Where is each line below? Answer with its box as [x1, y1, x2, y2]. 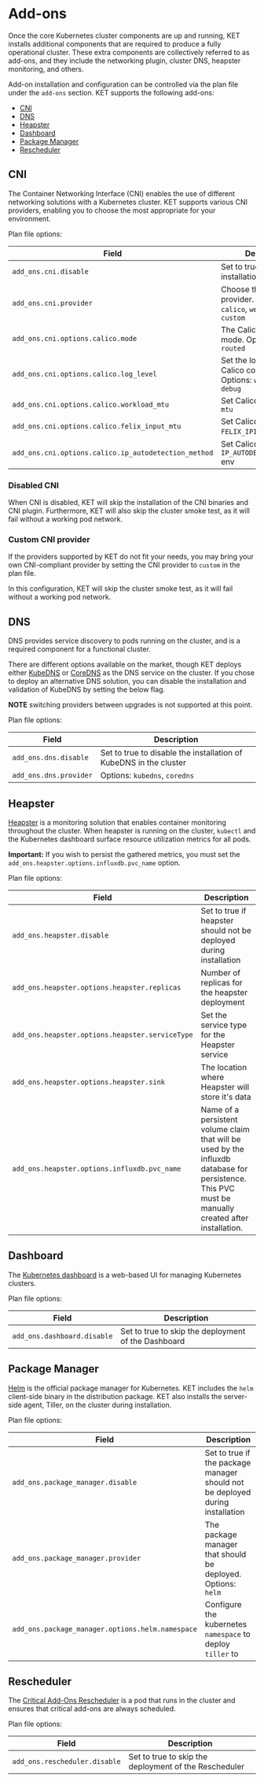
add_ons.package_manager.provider [12, 1554, 141, 1562]
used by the [200, 1143, 245, 1154]
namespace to [204, 1628, 251, 1639]
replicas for [200, 977, 244, 988]
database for [200, 1163, 248, 1174]
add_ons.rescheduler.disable [12, 1758, 121, 1766]
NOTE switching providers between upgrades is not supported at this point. [8, 700, 253, 710]
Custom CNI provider [8, 533, 90, 544]
